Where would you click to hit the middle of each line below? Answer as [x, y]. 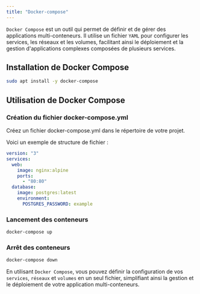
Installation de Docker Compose [68, 67]
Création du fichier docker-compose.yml [67, 117]
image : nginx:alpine [43, 170]
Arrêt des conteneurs [38, 247]
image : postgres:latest [47, 193]
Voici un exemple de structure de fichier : [57, 142]
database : [24, 187]
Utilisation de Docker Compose [66, 100]
